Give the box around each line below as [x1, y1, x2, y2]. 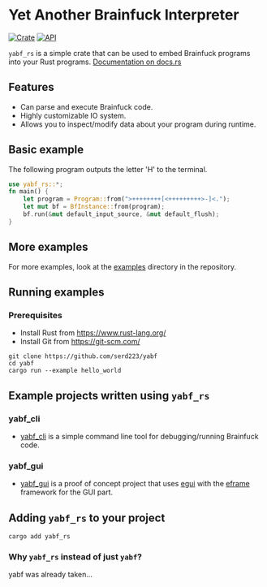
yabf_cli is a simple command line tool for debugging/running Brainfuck [19, 432, 259, 441]
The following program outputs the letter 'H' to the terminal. [8, 164, 208, 174]
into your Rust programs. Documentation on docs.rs [8, 57, 182, 67]
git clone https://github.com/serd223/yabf [8, 352, 158, 360]
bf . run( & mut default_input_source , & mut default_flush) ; [23, 210, 220, 218]
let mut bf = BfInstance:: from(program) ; [23, 203, 165, 211]
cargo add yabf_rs [8, 533, 71, 541]
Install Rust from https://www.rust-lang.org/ [19, 328, 166, 338]
